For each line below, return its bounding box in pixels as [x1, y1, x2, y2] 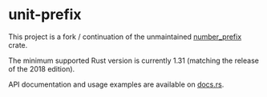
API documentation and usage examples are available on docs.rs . [8, 80, 225, 89]
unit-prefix [8, 6, 82, 24]
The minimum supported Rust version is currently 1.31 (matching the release [8, 56, 259, 65]
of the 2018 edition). [8, 64, 75, 73]
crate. [8, 40, 28, 49]
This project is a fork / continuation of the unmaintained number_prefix [8, 32, 242, 41]
